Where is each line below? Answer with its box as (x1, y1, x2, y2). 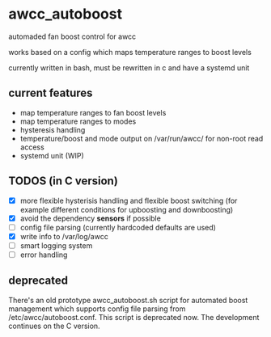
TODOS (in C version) (8, 175, 119, 188)
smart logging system (19, 240, 93, 251)
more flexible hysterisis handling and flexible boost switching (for (19, 196, 238, 205)
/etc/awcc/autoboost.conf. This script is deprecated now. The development (8, 312, 260, 322)
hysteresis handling (19, 124, 86, 134)
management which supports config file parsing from (8, 304, 186, 314)
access (19, 142, 44, 152)
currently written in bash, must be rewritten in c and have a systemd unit (8, 62, 250, 73)
